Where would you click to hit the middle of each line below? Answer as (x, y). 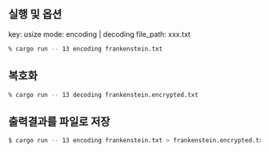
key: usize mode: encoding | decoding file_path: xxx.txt (99, 34)
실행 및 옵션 (35, 14)
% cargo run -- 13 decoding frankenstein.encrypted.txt (103, 94)
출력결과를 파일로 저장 (59, 121)
